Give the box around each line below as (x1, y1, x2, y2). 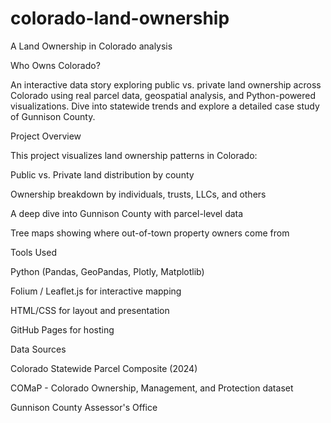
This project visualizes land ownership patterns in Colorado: (10, 149, 258, 161)
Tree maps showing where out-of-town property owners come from (10, 227, 290, 239)
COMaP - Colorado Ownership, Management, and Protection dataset (10, 382, 294, 394)
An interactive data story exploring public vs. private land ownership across (10, 78, 322, 91)
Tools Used (10, 246, 57, 258)
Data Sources (10, 343, 67, 355)
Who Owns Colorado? (10, 59, 101, 71)
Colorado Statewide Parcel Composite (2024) (10, 362, 198, 374)
